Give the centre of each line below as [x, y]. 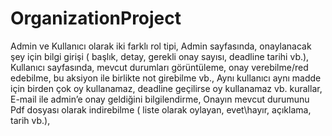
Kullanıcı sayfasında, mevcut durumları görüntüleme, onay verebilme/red [159, 67]
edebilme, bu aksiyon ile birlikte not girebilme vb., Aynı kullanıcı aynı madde [166, 78]
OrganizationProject [96, 18]
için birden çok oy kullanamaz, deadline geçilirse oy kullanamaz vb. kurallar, [166, 88]
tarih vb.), [30, 120]
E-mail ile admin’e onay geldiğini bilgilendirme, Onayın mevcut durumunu [160, 99]
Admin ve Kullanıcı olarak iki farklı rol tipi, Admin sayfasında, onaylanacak [161, 46]
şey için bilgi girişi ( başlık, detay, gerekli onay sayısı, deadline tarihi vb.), [160, 56]
